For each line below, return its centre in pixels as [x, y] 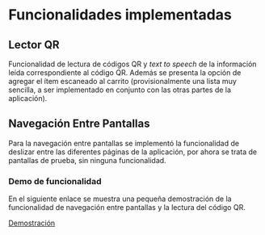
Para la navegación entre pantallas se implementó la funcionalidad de [124, 143]
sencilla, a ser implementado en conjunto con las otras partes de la [120, 90]
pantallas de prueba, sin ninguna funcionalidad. [88, 160]
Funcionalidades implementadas [120, 15]
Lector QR [34, 45]
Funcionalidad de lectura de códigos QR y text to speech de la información [132, 64]
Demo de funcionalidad [55, 181]
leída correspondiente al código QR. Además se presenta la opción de [125, 73]
